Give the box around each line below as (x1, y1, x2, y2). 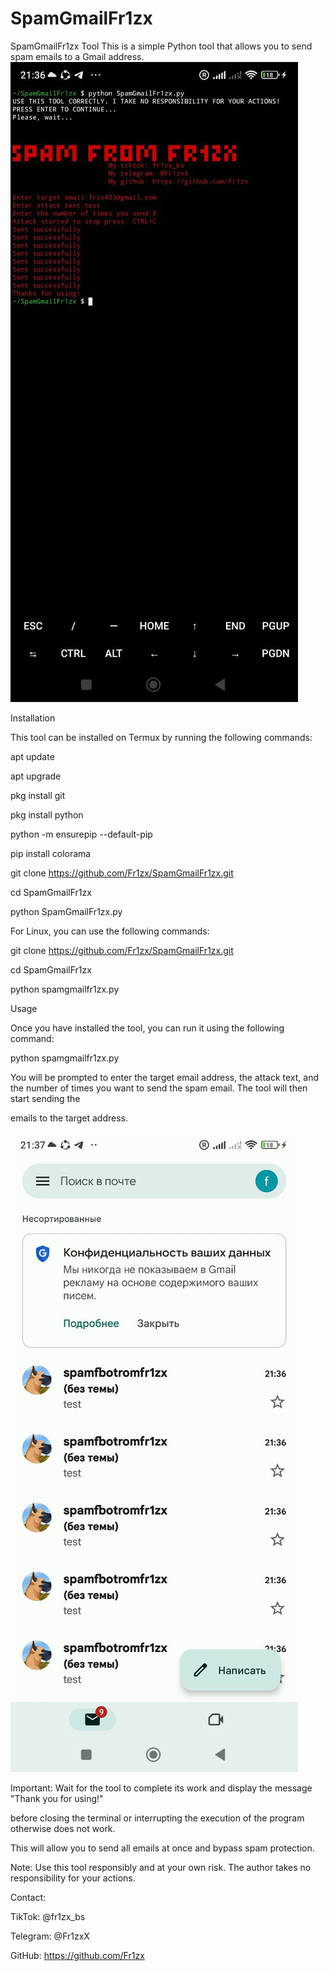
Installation (10, 712, 56, 724)
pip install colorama (10, 847, 92, 859)
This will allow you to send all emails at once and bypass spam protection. (10, 1842, 315, 1854)
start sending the (10, 1092, 81, 1104)
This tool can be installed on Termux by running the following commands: (10, 731, 313, 743)
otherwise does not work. (10, 1822, 116, 1834)
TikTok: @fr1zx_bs (10, 1910, 86, 1922)
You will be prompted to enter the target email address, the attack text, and (10, 1071, 319, 1083)
